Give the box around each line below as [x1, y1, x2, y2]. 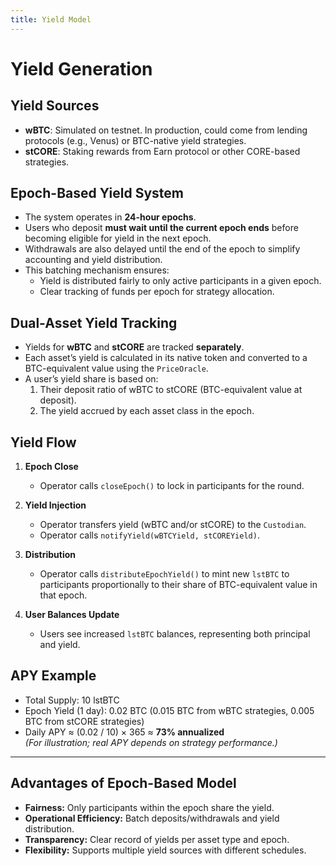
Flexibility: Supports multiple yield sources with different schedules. [24, 844, 307, 856]
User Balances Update [24, 609, 120, 621]
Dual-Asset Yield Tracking [10, 314, 178, 331]
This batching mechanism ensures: [24, 264, 170, 276]
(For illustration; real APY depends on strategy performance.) [24, 736, 278, 748]
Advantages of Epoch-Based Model [10, 775, 237, 792]
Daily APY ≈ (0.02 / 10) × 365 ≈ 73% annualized [24, 726, 225, 738]
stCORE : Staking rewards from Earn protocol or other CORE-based [24, 145, 301, 157]
